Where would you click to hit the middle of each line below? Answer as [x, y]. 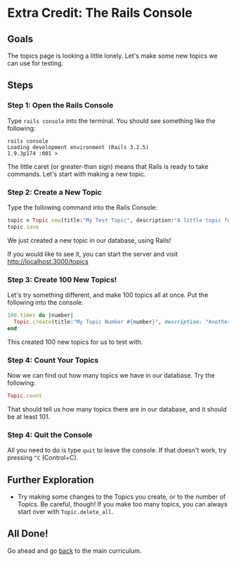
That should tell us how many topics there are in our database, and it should [117, 409]
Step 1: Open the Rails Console [60, 106]
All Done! [28, 534]
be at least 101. [29, 416]
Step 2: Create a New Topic [54, 192]
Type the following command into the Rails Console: [83, 207]
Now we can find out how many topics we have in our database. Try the [111, 375]
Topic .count [25, 395]
